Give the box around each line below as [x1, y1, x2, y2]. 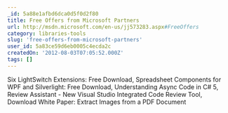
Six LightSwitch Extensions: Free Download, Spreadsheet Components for [7, 75, 222, 84]
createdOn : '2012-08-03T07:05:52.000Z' [7, 50, 124, 57]
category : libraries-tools [7, 29, 86, 37]
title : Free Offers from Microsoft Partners [7, 17, 140, 24]
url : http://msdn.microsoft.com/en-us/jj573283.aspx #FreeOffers [7, 23, 199, 30]
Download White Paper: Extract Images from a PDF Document [7, 98, 187, 106]
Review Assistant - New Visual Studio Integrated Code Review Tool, [7, 90, 203, 98]
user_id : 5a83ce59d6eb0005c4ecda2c [7, 43, 112, 50]
